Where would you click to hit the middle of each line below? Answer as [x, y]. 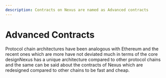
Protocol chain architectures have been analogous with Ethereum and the [82, 49]
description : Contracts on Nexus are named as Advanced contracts [77, 10]
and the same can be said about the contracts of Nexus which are [74, 65]
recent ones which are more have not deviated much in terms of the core [82, 54]
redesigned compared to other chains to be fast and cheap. [68, 70]
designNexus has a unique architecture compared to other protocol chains [83, 59]
